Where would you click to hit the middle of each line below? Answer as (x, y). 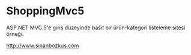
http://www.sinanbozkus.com (43, 45)
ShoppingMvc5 (45, 11)
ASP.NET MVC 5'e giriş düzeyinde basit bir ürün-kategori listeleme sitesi (96, 27)
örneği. (15, 33)
